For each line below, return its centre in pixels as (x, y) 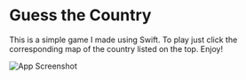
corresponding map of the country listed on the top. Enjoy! (116, 48)
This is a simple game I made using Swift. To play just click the (123, 40)
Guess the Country (80, 15)
